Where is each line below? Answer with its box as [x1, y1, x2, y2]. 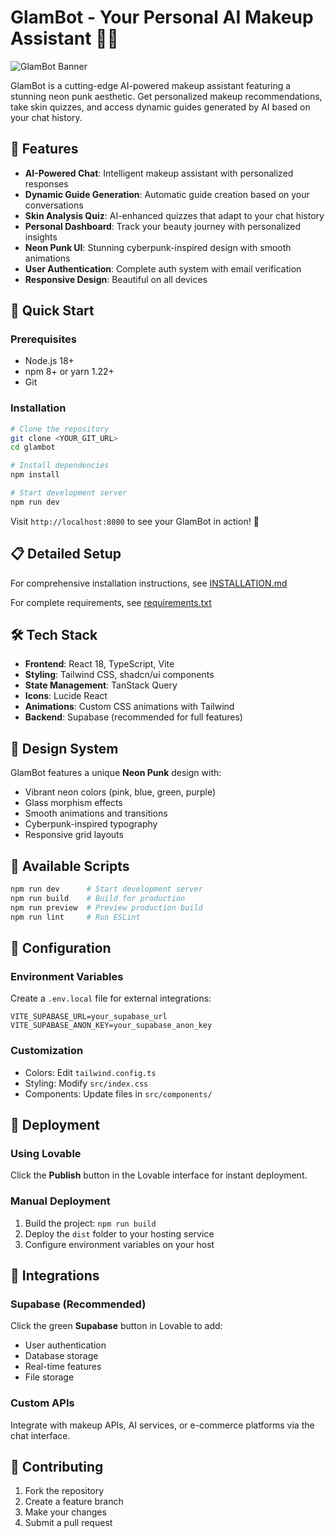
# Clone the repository [10, 424, 110, 434]
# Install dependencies [10, 461, 110, 471]
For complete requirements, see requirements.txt [10, 596, 212, 608]
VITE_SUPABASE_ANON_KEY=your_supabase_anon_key [10, 1021, 213, 1031]
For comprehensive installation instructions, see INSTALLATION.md [10, 577, 288, 589]
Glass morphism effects [24, 797, 123, 809]
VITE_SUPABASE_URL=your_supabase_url [10, 1012, 168, 1022]
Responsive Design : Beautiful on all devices [24, 273, 208, 285]
